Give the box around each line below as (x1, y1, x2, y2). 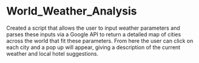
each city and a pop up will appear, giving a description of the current (6, 44, 181, 51)
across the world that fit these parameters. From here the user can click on (6, 37, 194, 44)
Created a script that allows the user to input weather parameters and (6, 24, 180, 31)
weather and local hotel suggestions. (6, 50, 99, 57)
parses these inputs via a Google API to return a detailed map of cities (6, 30, 181, 38)
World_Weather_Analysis (6, 4, 138, 18)
